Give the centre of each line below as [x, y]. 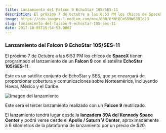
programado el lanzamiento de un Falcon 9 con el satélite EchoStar [74, 61]
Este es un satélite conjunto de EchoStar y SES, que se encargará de [75, 76]
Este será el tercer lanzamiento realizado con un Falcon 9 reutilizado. [76, 105]
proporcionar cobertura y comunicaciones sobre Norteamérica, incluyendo [82, 81]
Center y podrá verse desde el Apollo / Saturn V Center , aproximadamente [82, 120]
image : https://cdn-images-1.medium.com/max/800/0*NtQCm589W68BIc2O [77, 19]
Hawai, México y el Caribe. [32, 86]
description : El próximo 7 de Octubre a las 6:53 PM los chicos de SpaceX [84, 14]
